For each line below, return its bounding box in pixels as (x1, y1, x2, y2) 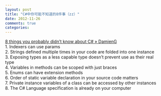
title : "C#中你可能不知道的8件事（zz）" (5, 12, 80, 17)
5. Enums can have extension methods (5, 70, 83, 76)
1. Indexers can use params (5, 44, 60, 50)
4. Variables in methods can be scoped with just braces (5, 64, 117, 71)
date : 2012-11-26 (5, 16, 41, 21)
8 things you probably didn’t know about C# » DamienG (5, 38, 117, 44)
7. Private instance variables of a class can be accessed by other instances (5, 80, 157, 86)
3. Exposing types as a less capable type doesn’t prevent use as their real (5, 54, 154, 60)
